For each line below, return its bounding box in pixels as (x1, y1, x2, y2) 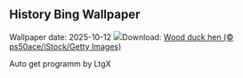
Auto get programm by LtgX (9, 58, 111, 69)
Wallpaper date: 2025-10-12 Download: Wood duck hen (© (9, 31, 234, 43)
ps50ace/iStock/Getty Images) (9, 41, 122, 51)
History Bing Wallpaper (9, 7, 141, 22)
